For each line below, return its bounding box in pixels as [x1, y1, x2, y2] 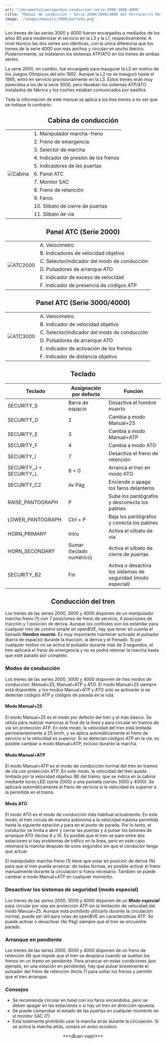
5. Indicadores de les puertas [34, 162, 102, 169]
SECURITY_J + [7, 464, 42, 471]
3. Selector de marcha [34, 147, 85, 154]
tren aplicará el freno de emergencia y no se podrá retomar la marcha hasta [5, 647, 159, 653]
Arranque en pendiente [5, 936, 62, 943]
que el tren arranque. [5, 974, 48, 980]
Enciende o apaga [108, 478, 151, 485]
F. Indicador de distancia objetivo [40, 353, 117, 360]
